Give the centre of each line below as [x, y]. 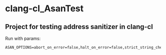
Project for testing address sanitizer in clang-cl [79, 27]
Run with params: [23, 38]
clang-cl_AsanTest [44, 9]
